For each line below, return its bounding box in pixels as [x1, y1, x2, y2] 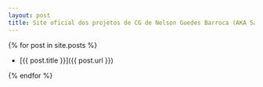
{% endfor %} [8, 71, 53, 80]
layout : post [8, 11, 51, 20]
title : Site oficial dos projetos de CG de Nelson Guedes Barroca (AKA [8, 19, 247, 27]
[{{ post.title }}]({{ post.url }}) [19, 56, 113, 65]
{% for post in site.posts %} [8, 40, 98, 49]
